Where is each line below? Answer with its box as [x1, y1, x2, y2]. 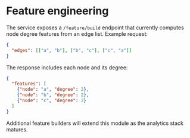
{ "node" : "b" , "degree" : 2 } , [17, 92, 89, 98]
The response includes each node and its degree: [6, 64, 128, 71]
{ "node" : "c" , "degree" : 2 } [17, 97, 86, 104]
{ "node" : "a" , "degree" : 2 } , [17, 87, 89, 93]
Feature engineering [6, 4, 109, 18]
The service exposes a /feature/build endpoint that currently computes [6, 24, 185, 31]
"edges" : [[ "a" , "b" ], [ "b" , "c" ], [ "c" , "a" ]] [11, 47, 132, 53]
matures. [6, 125, 28, 133]
